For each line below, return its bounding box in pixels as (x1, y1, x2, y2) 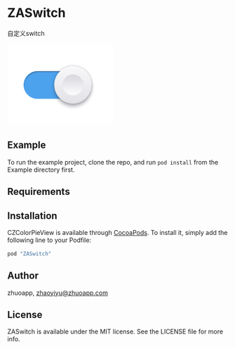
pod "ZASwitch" (7, 250, 52, 258)
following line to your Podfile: (7, 236, 92, 244)
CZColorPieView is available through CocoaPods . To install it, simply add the (7, 228, 228, 236)
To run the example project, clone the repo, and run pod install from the (7, 158, 219, 166)
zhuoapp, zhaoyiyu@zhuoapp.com (7, 288, 109, 297)
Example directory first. (7, 165, 75, 174)
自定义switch (7, 29, 45, 37)
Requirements (7, 186, 70, 198)
